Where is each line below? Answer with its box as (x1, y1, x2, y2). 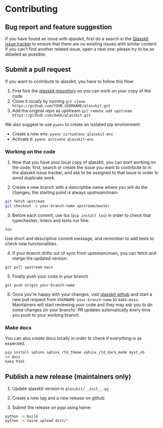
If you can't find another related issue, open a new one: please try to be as (5, 46, 155, 52)
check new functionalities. (5, 241, 58, 246)
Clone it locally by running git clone (12, 98, 86, 104)
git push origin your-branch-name (5, 283, 75, 287)
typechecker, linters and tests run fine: (12, 217, 90, 223)
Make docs (5, 324, 32, 331)
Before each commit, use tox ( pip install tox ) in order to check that (12, 212, 151, 218)
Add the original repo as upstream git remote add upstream (12, 107, 132, 113)
